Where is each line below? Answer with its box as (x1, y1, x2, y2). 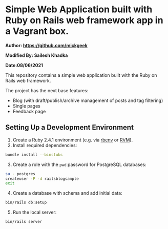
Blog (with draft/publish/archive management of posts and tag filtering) (12, 97, 163, 103)
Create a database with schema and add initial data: (12, 190, 122, 196)
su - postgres (5, 171, 36, 176)
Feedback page (12, 108, 46, 114)
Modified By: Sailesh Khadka (5, 52, 68, 58)
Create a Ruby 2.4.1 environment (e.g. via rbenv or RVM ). (12, 137, 133, 143)
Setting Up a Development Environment (5, 123, 134, 132)
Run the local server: (12, 209, 57, 216)
